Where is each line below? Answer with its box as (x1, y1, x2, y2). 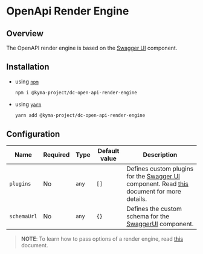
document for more (126, 187, 181, 196)
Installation (6, 62, 50, 72)
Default (97, 147, 120, 155)
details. (126, 195, 147, 203)
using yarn (14, 100, 42, 108)
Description (143, 151, 178, 159)
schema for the (126, 212, 170, 221)
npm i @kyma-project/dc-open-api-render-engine (14, 90, 137, 96)
